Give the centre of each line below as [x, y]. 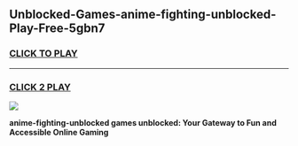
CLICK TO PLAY [43, 54]
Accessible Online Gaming [59, 132]
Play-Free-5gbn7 [57, 29]
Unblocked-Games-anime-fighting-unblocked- [143, 15]
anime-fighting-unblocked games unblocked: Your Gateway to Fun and [143, 122]
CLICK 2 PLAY [40, 87]
